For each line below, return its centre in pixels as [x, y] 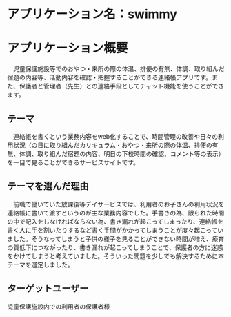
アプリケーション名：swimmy [92, 14]
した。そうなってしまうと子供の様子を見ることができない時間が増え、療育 [119, 238]
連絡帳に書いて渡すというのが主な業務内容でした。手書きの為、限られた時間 [116, 213]
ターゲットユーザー [48, 288]
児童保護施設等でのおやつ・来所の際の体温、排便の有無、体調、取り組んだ [119, 69]
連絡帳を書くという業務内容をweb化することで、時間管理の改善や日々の [115, 136]
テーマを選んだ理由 [48, 186]
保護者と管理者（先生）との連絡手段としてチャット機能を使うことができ [122, 86]
